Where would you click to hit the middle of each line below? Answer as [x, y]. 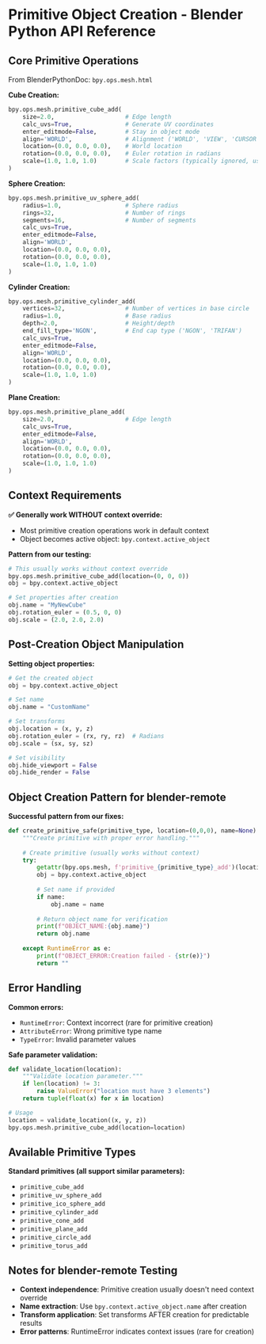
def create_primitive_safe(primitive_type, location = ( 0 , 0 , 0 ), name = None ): [134, 831]
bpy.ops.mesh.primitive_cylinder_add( [72, 301]
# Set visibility [37, 758]
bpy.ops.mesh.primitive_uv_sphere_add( [74, 198]
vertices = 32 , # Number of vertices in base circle [136, 309]
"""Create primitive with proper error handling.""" [111, 838]
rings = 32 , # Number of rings [104, 213]
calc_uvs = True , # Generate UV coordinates [118, 124]
